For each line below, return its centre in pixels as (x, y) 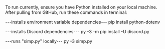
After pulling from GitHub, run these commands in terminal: (66, 12)
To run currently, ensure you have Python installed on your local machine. (81, 7)
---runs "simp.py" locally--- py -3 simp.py (49, 41)
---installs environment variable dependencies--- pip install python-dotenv (83, 22)
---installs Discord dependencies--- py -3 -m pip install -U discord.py (77, 31)
